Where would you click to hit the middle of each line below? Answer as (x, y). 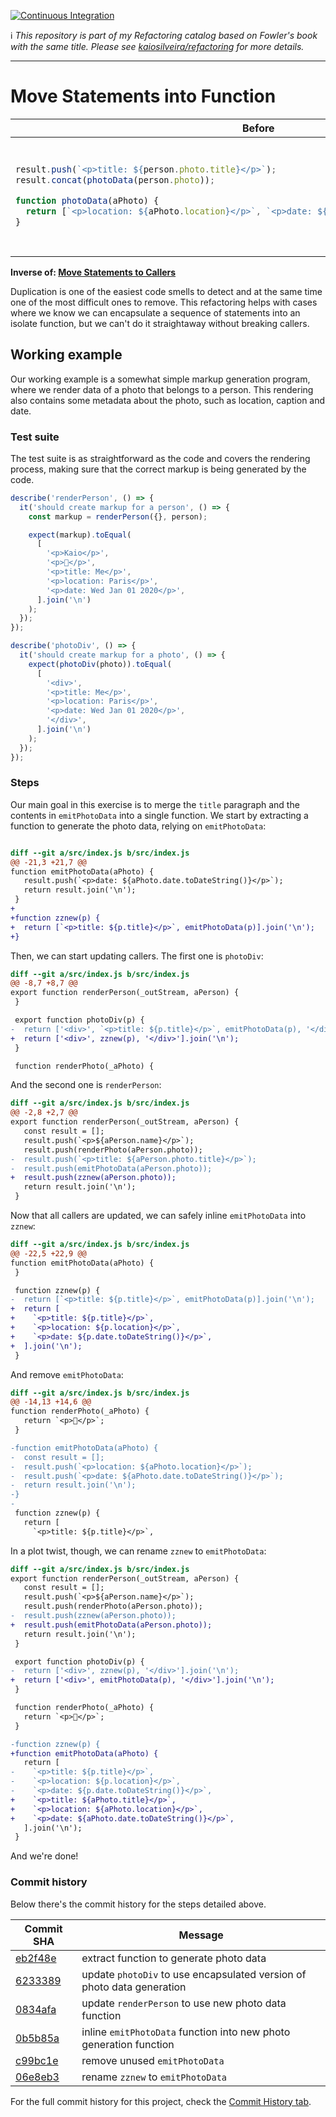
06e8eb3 (37, 2077)
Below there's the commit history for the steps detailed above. (138, 1904)
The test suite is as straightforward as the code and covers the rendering (160, 458)
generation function (128, 2044)
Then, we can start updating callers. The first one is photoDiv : (137, 956)
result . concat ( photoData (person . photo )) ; (115, 180)
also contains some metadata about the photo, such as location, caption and (168, 400)
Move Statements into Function (143, 96)
